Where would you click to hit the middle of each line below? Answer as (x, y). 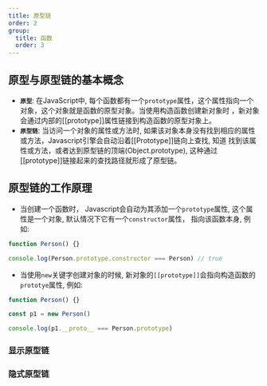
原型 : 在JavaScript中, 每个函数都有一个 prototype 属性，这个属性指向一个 (137, 100)
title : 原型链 (30, 16)
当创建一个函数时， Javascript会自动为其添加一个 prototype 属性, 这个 (133, 209)
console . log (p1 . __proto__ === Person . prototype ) (90, 328)
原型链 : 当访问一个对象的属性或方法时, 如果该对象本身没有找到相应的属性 (137, 130)
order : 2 (23, 23)
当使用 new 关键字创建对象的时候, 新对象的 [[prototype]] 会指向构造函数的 (138, 275)
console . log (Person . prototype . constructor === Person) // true (116, 258)
